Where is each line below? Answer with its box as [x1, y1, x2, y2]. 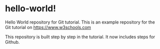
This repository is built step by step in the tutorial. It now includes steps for [5, 34, 155, 40]
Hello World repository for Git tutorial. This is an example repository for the [5, 19, 155, 25]
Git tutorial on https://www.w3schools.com [5, 24, 91, 30]
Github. [5, 39, 20, 45]
